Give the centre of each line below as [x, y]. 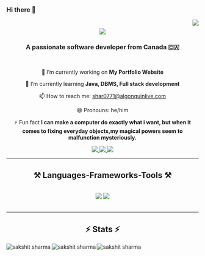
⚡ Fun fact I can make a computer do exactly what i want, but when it [103, 123]
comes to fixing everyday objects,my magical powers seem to [103, 131]
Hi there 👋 [21, 10]
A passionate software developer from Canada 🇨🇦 [103, 47]
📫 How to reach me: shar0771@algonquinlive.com [103, 96]
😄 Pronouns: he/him [103, 110]
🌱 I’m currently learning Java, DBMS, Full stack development [103, 84]
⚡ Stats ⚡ [103, 229]
